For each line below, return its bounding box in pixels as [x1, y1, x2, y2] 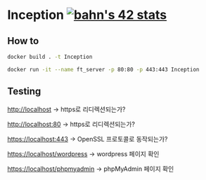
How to [7, 35, 39, 47]
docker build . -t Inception [7, 53, 93, 60]
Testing [7, 85, 41, 97]
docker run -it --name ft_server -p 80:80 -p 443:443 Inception [7, 66, 200, 73]
